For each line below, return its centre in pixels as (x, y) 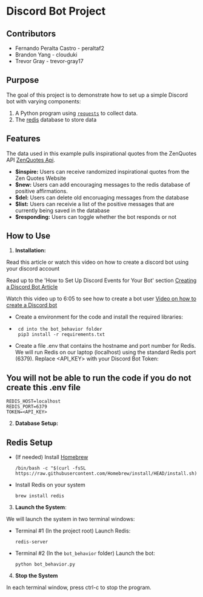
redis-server (32, 542)
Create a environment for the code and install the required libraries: (99, 317)
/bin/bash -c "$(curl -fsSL (50, 468)
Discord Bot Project (56, 11)
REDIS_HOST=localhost (34, 402)
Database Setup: (37, 423)
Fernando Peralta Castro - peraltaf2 (60, 48)
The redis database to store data (56, 119)
